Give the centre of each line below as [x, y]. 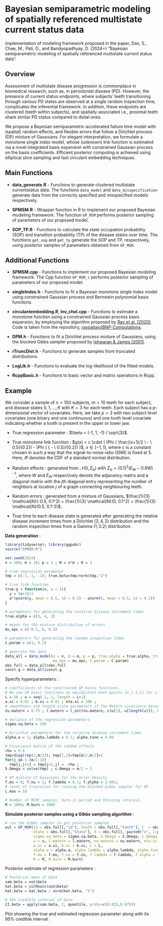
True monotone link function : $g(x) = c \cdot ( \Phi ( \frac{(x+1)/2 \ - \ [82, 442]
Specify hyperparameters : [32, 679]
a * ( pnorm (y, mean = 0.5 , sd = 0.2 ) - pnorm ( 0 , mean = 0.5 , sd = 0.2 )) [82, 598]
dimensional [17, 413]
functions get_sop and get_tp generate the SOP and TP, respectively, [81, 240]
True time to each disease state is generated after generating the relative [85, 516]
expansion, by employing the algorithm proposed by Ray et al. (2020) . [82, 322]
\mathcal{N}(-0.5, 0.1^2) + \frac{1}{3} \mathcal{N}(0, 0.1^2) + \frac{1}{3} [84, 502]
